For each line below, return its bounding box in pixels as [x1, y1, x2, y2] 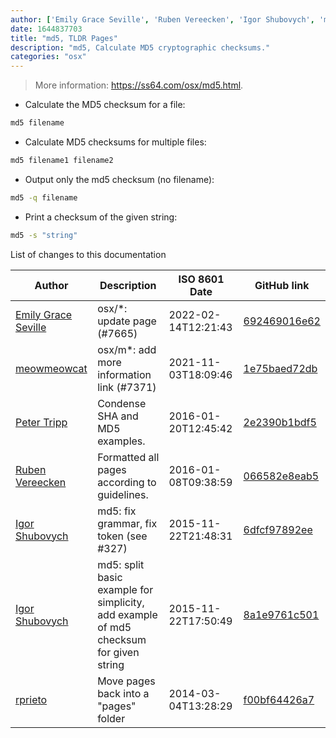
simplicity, [97, 595, 145, 609]
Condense [97, 396, 147, 410]
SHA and [97, 409, 139, 423]
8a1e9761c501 [243, 607, 320, 621]
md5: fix [97, 504, 137, 518]
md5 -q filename [10, 192, 78, 203]
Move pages [97, 674, 156, 688]
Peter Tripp [15, 415, 68, 429]
